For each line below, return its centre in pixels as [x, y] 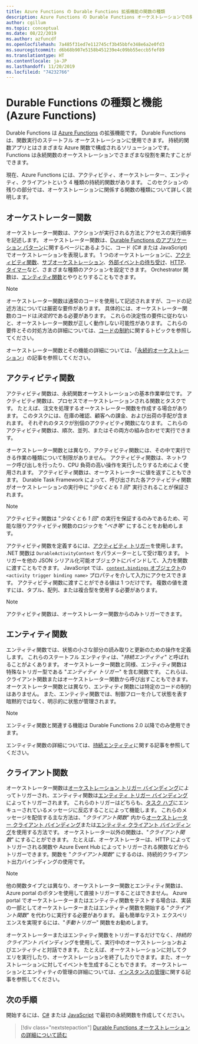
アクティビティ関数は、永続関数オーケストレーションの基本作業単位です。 [96, 393]
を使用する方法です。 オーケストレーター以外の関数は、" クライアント [95, 832]
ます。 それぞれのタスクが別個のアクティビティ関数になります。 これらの [99, 423]
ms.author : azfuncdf [32, 39]
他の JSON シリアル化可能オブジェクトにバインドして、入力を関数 [107, 560]
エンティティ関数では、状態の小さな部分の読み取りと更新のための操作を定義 [99, 649]
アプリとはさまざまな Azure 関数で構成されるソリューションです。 [92, 147]
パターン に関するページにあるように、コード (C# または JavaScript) [105, 247]
